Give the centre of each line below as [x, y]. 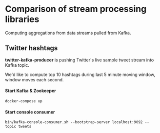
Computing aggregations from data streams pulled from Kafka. [68, 33]
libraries [22, 19]
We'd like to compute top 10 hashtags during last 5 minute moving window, [80, 75]
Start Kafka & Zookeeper [30, 91]
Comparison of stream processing [76, 9]
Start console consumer [30, 112]
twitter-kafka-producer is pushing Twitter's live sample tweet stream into [80, 60]
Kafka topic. [17, 65]
